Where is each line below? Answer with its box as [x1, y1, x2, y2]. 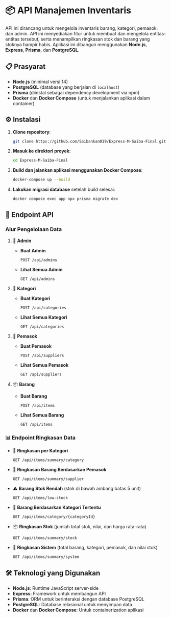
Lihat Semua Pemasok [20, 362, 69, 368]
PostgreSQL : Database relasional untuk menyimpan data [12, 601, 133, 607]
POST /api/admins [20, 257, 58, 263]
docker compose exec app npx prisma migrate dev [12, 196, 118, 202]
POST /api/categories [20, 305, 66, 310]
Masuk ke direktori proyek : [12, 148, 71, 154]
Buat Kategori [20, 295, 51, 301]
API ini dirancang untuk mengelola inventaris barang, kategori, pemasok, [5, 25, 158, 31]
